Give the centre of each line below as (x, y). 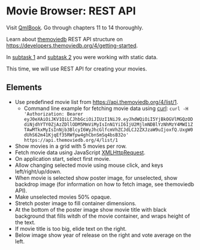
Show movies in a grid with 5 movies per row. (71, 146)
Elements (24, 88)
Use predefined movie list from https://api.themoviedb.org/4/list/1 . (96, 102)
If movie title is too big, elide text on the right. (71, 228)
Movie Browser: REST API (71, 11)
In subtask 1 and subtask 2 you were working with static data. (82, 57)
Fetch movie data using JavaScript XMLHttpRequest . (80, 152)
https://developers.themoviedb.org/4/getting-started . (72, 45)
